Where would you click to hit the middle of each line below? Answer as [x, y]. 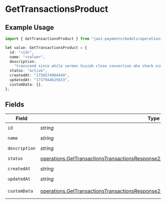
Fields [15, 105]
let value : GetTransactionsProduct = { [46, 48]
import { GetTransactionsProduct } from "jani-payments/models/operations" [85, 39]
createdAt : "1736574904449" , [40, 75]
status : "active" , [29, 71]
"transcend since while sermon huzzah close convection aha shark [84, 66]
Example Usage [30, 27]
